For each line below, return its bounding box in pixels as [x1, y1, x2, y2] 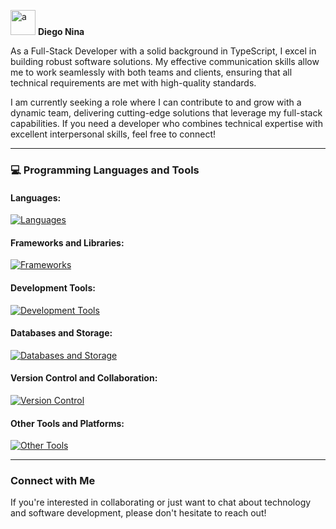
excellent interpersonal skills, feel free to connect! [10, 128, 217, 140]
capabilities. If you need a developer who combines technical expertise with [10, 118, 323, 129]
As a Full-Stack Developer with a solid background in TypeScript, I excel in [10, 45, 317, 57]
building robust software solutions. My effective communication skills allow [10, 56, 320, 67]
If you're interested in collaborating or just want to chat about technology [10, 496, 312, 509]
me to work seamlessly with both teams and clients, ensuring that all [10, 66, 293, 78]
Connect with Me [10, 474, 96, 488]
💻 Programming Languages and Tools [10, 163, 200, 177]
